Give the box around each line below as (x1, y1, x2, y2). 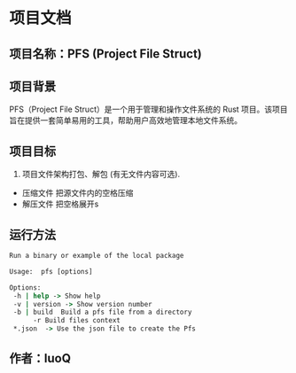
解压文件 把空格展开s (21, 198, 99, 209)
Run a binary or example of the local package (9, 252, 184, 260)
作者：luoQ (9, 351, 71, 366)
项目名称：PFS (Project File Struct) (9, 46, 202, 61)
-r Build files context (32, 316, 121, 325)
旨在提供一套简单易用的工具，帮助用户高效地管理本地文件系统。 (9, 115, 242, 126)
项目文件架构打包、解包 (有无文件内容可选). (21, 169, 180, 180)
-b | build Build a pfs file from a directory (12, 307, 192, 317)
